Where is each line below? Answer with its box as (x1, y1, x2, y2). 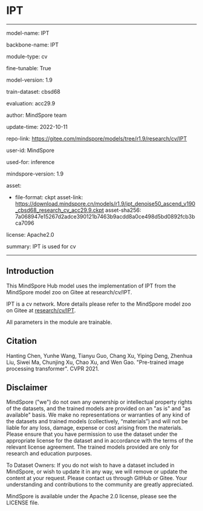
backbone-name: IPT (6, 41, 59, 48)
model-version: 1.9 (6, 76, 53, 84)
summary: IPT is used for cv (6, 243, 77, 250)
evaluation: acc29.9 (6, 99, 56, 107)
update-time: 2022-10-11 (6, 123, 68, 130)
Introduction (6, 266, 54, 276)
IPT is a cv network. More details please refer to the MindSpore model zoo (6, 300, 192, 308)
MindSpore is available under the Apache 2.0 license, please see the (6, 493, 177, 500)
